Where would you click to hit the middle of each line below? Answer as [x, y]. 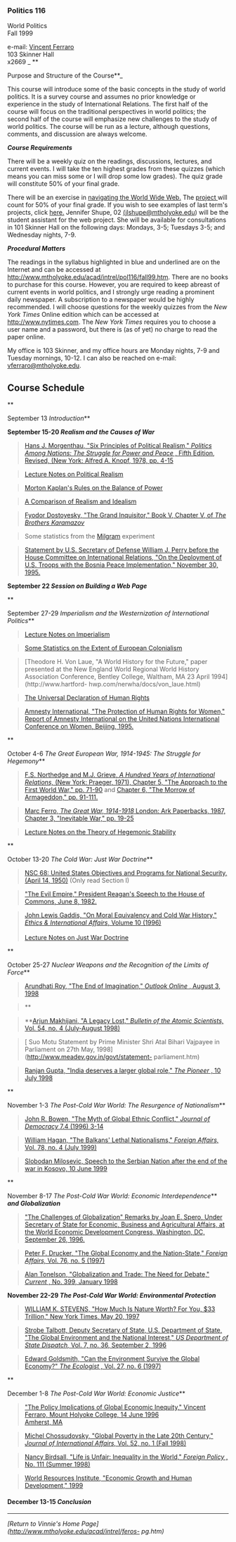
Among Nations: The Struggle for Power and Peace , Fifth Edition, [120, 453]
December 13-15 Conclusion [50, 1501]
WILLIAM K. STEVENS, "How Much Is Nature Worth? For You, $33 [120, 1309]
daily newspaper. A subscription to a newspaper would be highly [101, 300]
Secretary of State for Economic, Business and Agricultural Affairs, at [124, 1224]
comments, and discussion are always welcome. [77, 134]
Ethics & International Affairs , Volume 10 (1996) [93, 923]
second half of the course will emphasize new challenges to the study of [112, 119]
